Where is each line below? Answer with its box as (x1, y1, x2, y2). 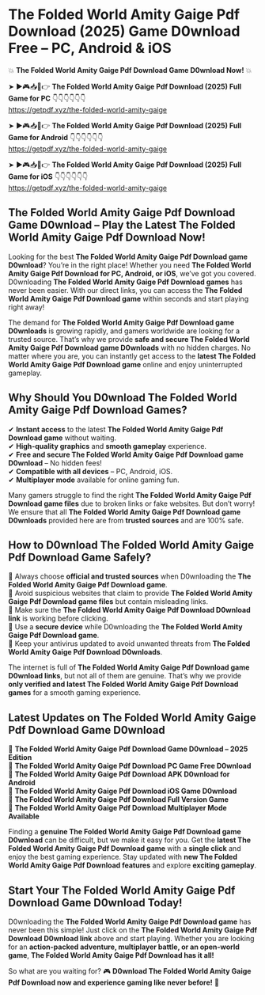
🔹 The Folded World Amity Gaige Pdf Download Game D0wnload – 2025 (8, 744, 248, 754)
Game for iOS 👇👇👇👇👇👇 (8, 172, 89, 181)
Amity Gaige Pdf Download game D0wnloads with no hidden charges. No (8, 343, 252, 352)
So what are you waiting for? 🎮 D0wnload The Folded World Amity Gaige (8, 967, 252, 975)
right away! (8, 302, 45, 312)
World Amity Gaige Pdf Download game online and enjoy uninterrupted (8, 359, 243, 369)
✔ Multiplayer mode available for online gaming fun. (8, 475, 180, 484)
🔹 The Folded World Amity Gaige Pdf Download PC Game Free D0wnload (8, 761, 252, 771)
